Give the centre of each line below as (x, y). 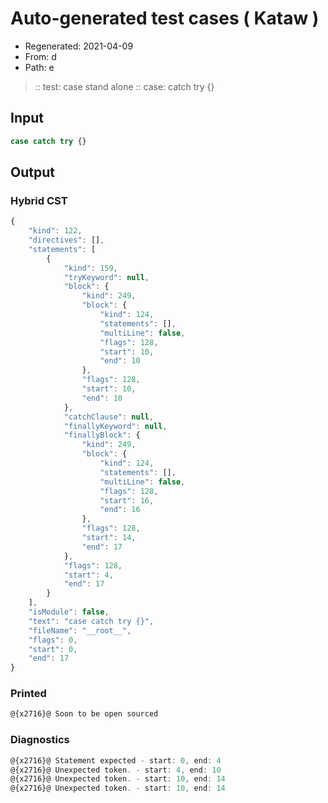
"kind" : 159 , (90, 268)
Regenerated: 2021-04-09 (79, 46)
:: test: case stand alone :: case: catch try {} (124, 86)
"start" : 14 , (109, 538)
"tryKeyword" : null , (106, 277)
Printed (28, 694)
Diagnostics (40, 740)
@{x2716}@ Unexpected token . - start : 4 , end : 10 (116, 770)
